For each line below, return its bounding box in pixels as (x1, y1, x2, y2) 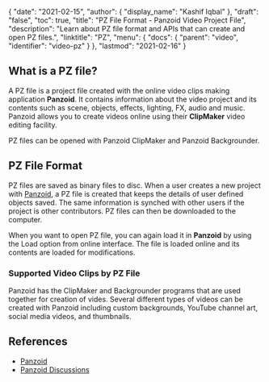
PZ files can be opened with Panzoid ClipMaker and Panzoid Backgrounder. (8, 135, 260, 145)
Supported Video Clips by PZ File (8, 268, 141, 279)
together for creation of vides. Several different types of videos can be (8, 294, 244, 304)
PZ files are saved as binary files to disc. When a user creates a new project (8, 181, 261, 190)
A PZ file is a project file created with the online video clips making (8, 85, 230, 95)
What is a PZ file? (8, 64, 99, 78)
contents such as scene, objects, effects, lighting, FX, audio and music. (8, 102, 246, 112)
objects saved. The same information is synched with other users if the (8, 197, 245, 207)
